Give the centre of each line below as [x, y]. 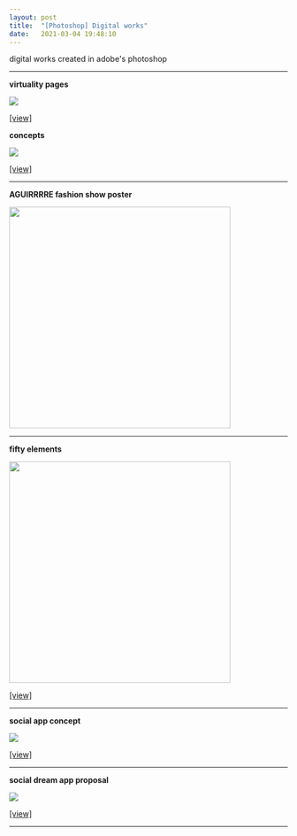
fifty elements [35, 449]
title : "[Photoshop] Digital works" [79, 26]
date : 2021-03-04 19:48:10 [63, 34]
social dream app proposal [59, 780]
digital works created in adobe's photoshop [88, 59]
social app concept [45, 721]
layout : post [33, 17]
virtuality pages [39, 84]
